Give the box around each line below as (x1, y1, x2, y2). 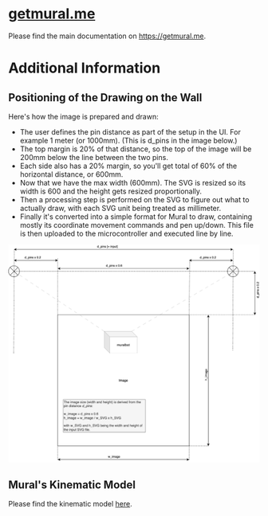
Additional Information (8, 59, 161, 77)
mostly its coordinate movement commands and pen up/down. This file (19, 220, 254, 229)
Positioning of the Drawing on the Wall (8, 91, 203, 104)
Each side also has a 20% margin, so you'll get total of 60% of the (19, 161, 238, 170)
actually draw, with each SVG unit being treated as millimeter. (19, 203, 222, 213)
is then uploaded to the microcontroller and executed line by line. (19, 229, 234, 238)
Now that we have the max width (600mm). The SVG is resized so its (19, 178, 246, 187)
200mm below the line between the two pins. (19, 152, 169, 162)
